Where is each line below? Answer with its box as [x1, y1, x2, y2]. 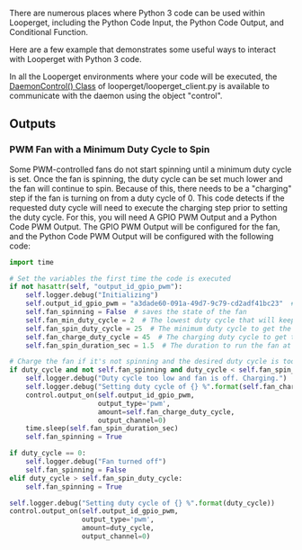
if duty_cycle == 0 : [9, 449, 87, 458]
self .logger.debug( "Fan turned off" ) [25, 457, 167, 466]
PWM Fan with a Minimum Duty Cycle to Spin [9, 143, 210, 156]
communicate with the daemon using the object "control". [9, 90, 223, 101]
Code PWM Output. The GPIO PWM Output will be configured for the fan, [9, 221, 280, 232]
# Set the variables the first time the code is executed [9, 274, 231, 283]
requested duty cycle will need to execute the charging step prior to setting [9, 202, 288, 212]
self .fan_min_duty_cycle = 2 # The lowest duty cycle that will [25, 315, 276, 325]
